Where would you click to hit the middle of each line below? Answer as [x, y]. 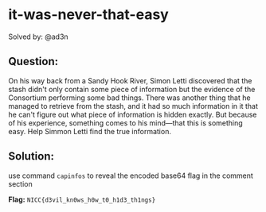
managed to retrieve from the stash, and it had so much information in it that [133, 106]
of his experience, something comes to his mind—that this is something [125, 123]
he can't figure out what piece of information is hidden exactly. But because [133, 114]
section [21, 183]
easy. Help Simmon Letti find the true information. [90, 131]
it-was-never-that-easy [88, 15]
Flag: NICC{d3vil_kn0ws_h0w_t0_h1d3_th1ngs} [82, 199]
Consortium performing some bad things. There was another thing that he [129, 98]
